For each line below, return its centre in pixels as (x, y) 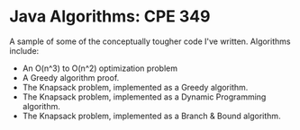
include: (24, 50)
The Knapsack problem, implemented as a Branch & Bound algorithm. (151, 116)
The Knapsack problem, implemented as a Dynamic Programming (144, 97)
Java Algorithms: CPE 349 (110, 17)
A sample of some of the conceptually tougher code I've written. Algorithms (150, 41)
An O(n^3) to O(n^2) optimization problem (100, 68)
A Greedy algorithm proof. (71, 77)
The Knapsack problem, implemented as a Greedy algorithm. (135, 87)
